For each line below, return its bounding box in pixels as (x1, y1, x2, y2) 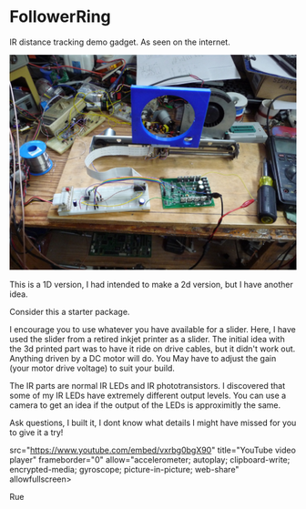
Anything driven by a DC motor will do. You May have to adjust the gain (9, 352, 277, 363)
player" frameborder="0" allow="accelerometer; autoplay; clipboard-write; (9, 453, 291, 465)
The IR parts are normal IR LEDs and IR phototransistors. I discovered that (9, 380, 286, 391)
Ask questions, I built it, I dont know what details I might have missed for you (9, 417, 297, 428)
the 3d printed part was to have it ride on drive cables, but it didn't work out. (9, 343, 296, 354)
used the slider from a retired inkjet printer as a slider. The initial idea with (9, 333, 285, 344)
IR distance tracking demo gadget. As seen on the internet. (9, 36, 230, 47)
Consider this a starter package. (9, 306, 130, 317)
